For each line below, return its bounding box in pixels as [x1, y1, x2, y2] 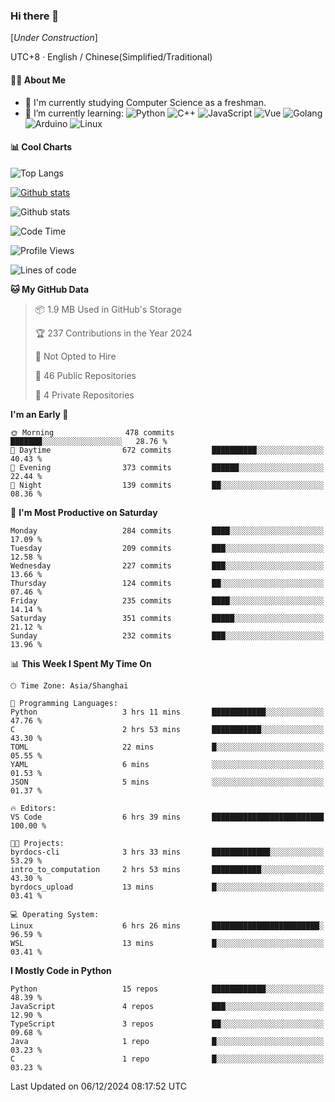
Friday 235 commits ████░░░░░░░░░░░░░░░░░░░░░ [10, 595, 325, 606]
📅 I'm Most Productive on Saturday [10, 506, 158, 518]
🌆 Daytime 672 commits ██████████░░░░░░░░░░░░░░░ [10, 445, 325, 455]
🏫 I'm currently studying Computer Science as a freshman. [24, 96, 267, 108]
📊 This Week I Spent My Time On [10, 657, 152, 669]
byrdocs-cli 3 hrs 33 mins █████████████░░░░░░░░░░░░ [10, 847, 325, 857]
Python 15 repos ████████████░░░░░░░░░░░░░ [10, 984, 325, 994]
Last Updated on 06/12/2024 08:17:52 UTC [10, 1080, 188, 1092]
